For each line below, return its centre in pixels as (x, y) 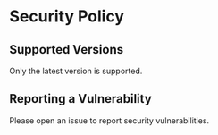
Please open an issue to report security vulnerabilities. (109, 120)
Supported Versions (66, 50)
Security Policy (67, 17)
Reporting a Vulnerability (80, 99)
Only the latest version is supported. (76, 71)
